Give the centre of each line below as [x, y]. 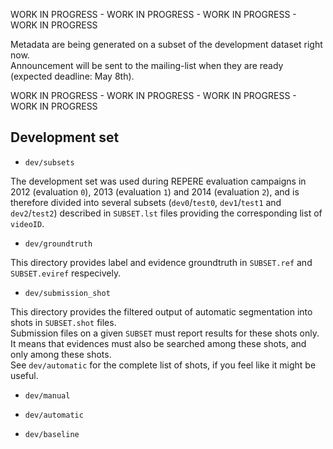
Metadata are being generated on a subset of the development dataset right [166, 44]
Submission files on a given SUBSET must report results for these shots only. [165, 333]
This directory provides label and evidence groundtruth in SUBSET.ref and [161, 262]
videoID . [27, 223]
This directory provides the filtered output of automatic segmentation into [161, 311]
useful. [24, 375]
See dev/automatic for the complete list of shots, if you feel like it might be [163, 365]
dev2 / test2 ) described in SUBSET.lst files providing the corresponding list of [166, 213]
